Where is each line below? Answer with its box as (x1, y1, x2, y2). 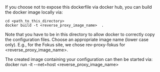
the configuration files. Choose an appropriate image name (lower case (5, 36, 149, 42)
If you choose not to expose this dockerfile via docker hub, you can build (5, 4, 152, 10)
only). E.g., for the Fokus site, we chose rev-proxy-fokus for (5, 42, 126, 48)
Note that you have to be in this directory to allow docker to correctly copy (5, 32, 155, 37)
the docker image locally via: (5, 9, 63, 15)
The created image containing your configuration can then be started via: (5, 56, 153, 62)
